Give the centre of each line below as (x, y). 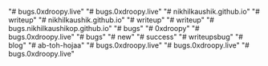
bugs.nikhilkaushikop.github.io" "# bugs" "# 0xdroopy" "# (104, 28)
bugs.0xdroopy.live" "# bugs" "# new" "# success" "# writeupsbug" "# (126, 37)
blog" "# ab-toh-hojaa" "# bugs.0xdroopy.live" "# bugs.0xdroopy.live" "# (129, 45)
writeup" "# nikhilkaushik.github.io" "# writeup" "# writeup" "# (112, 20)
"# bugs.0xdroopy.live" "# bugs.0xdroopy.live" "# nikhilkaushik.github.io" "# (134, 12)
